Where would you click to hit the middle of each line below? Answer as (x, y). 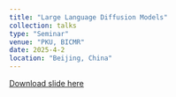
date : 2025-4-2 (37, 50)
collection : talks (43, 26)
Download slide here (46, 83)
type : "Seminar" (39, 34)
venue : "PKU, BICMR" (47, 42)
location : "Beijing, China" (61, 58)
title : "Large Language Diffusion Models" (88, 17)
